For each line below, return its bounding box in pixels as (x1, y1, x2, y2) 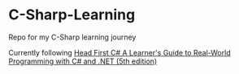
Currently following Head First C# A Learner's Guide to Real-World (8, 47, 231, 57)
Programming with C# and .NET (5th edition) (8, 56, 158, 66)
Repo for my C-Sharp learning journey (8, 32, 137, 42)
